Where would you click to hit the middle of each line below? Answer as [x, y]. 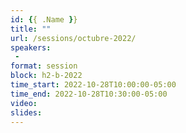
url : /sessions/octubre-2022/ [73, 38]
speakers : [31, 47]
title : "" [31, 29]
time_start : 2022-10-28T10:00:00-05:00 [93, 85]
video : [24, 103]
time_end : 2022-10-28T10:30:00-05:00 [89, 94]
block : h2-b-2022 [46, 76]
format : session [44, 66]
